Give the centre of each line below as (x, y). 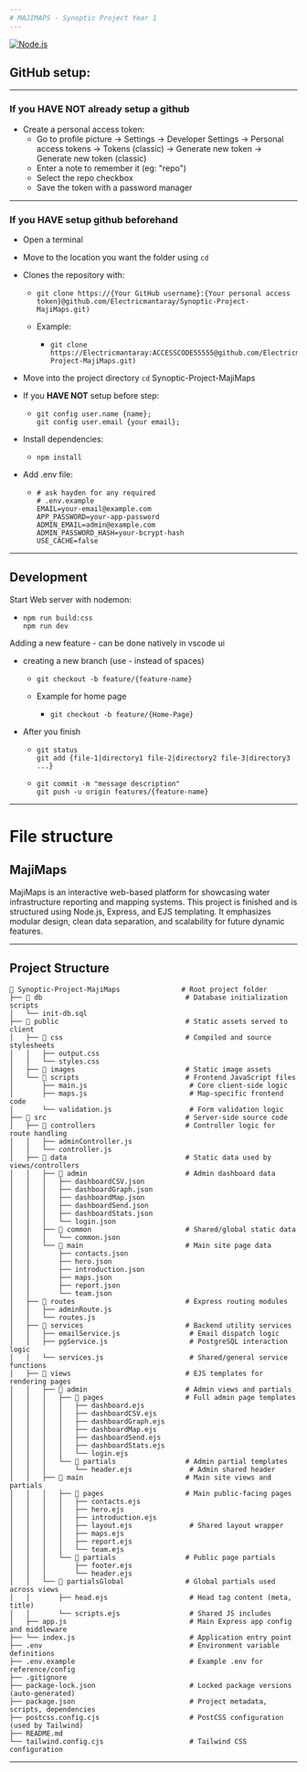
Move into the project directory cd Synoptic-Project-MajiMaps (139, 378)
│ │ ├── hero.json (61, 1261)
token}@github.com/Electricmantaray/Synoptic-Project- (143, 302)
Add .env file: (48, 475)
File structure (62, 837)
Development (49, 577)
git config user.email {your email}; (108, 422)
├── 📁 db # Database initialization (148, 998)
